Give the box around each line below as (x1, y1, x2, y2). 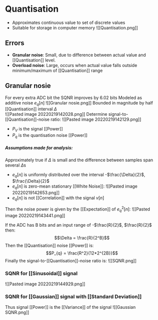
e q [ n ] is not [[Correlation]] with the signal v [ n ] (12, 194, 104, 202)
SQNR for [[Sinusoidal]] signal (5, 270, 78, 277)
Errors (5, 39, 24, 47)
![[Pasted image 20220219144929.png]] (5, 281, 85, 287)
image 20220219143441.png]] (5, 213, 65, 218)
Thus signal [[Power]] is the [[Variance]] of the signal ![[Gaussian (5, 304, 136, 310)
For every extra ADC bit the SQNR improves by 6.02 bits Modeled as (5, 94, 142, 101)
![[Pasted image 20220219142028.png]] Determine (5, 111, 107, 117)
